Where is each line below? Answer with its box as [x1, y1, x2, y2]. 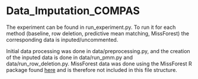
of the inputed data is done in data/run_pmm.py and [6, 54, 133, 61]
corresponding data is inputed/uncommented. [6, 36, 119, 43]
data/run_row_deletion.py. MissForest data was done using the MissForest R [6, 60, 192, 67]
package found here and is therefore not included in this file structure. [6, 66, 178, 73]
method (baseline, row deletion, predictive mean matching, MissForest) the [6, 29, 190, 37]
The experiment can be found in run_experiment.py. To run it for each [6, 24, 176, 31]
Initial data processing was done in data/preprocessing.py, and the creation [6, 47, 191, 54]
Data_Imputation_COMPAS [6, 4, 140, 18]
